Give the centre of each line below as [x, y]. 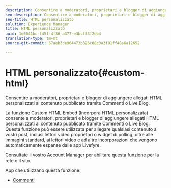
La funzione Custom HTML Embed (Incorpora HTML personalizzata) [77, 113]
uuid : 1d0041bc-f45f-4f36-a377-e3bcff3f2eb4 [53, 34]
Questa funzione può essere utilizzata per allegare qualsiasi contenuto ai [81, 129]
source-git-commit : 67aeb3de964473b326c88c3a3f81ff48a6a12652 [73, 43]
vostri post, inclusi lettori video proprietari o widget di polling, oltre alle [79, 134]
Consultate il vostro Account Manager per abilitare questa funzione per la [82, 155]
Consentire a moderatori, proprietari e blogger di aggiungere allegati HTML [84, 98]
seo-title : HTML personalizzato [39, 19]
